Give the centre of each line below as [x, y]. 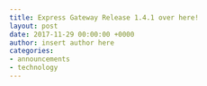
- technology [34, 68]
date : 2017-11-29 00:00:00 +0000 [72, 34]
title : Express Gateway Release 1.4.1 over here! [104, 17]
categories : [31, 51]
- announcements [40, 59]
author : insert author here [62, 43]
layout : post [34, 26]
